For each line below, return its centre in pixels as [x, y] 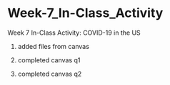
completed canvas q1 [49, 60]
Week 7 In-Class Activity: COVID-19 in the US [74, 33]
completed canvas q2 [50, 74]
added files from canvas [53, 46]
